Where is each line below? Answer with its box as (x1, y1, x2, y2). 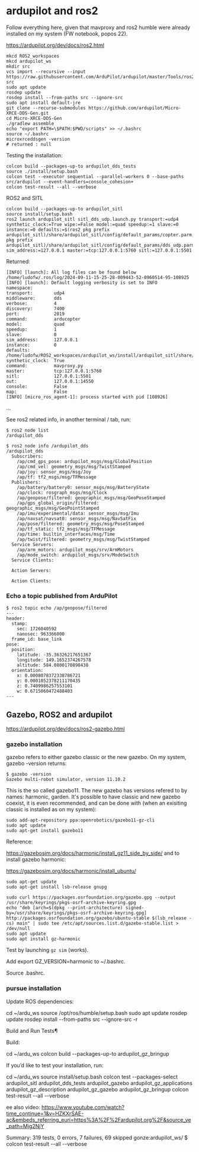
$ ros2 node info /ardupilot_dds (6, 443, 89, 449)
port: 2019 (6, 310, 65, 317)
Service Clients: (11, 557, 54, 563)
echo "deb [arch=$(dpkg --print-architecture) (6, 905, 123, 911)
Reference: (6, 838, 33, 845)
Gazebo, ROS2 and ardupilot (6, 709, 113, 719)
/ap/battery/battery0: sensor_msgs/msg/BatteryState (17, 484, 150, 490)
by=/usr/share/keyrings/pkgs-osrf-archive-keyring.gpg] (6, 910, 147, 916)
